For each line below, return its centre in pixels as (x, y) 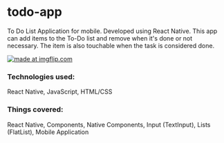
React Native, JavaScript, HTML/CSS (60, 92)
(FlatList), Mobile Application (48, 132)
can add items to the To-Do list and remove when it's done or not (100, 38)
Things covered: (35, 109)
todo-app (35, 12)
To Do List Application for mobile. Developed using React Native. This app (112, 31)
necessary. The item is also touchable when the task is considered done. (111, 45)
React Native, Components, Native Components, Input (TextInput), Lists (109, 124)
